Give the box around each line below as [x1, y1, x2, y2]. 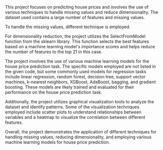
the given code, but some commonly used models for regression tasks [5, 69, 146, 75]
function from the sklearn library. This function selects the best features [5, 38, 149, 44]
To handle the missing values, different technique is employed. [5, 24, 130, 30]
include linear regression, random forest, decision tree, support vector [5, 74, 146, 79]
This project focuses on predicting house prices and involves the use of [5, 4, 149, 10]
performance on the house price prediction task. [5, 90, 102, 95]
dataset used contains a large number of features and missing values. [5, 15, 145, 20]
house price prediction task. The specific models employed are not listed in [5, 63, 156, 69]
